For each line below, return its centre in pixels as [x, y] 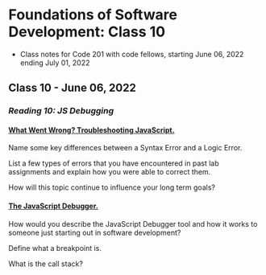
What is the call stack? [46, 264]
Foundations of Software [93, 15]
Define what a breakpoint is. [55, 248]
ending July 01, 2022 [55, 63]
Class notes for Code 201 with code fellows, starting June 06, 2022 [132, 54]
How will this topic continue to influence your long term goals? [112, 187]
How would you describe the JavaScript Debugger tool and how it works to [133, 224]
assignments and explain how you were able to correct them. [110, 172]
